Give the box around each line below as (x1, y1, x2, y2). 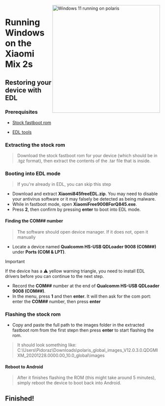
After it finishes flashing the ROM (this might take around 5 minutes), (17, 374, 156, 381)
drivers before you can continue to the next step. (5, 273, 104, 279)
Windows (5, 27, 45, 38)
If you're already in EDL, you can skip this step (17, 181, 111, 187)
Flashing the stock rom (5, 310, 61, 317)
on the (5, 38, 32, 49)
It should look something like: (17, 342, 77, 348)
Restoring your (5, 78, 52, 87)
